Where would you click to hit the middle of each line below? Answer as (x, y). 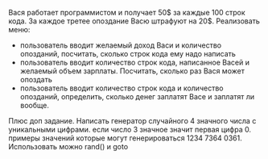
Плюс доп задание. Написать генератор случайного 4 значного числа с (132, 121)
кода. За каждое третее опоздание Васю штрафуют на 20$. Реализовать (134, 21)
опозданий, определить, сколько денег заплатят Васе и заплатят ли (137, 96)
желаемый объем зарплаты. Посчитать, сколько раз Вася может (132, 71)
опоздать (36, 79)
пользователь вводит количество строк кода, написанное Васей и (134, 62)
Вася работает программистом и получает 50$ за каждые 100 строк (127, 13)
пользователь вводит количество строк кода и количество (122, 88)
